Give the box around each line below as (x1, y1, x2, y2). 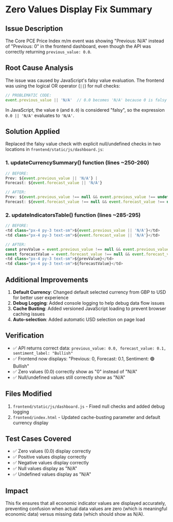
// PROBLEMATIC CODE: (5, 93, 52, 98)
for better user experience (12, 294, 68, 301)
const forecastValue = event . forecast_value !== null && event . (5, 251, 146, 257)
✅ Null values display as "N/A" (12, 465, 77, 472)
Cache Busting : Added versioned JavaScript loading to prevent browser (12, 305, 166, 312)
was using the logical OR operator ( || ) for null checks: (5, 82, 120, 89)
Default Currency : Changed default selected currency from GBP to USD (12, 289, 166, 295)
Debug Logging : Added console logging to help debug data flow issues (12, 300, 165, 306)
